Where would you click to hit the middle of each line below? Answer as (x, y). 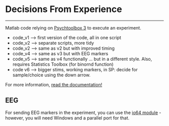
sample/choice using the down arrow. (51, 75)
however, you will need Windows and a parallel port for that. (67, 118)
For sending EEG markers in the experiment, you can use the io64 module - (83, 112)
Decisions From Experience (64, 9)
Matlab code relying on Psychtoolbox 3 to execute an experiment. (73, 28)
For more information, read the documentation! (54, 84)
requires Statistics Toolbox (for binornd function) (63, 64)
